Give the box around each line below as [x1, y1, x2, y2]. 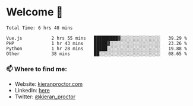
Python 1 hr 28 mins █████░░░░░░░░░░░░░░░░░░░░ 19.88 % [6, 46, 187, 52]
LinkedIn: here [14, 87, 50, 94]
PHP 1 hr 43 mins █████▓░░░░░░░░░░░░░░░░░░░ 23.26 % [6, 40, 187, 46]
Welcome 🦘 [6, 5, 64, 19]
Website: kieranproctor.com [14, 81, 83, 88]
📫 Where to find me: [6, 65, 67, 73]
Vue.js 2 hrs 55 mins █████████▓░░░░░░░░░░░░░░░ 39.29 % [6, 35, 187, 41]
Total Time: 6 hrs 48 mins [6, 25, 73, 31]
